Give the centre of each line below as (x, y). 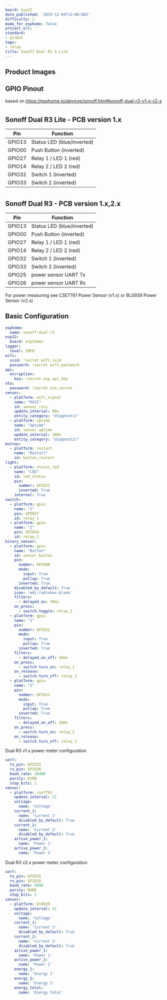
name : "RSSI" (28, 402)
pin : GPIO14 (26, 532)
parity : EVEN (23, 778)
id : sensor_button (33, 555)
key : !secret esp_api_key (41, 379)
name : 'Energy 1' (36, 974)
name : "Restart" (31, 453)
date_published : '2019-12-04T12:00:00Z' (48, 14)
